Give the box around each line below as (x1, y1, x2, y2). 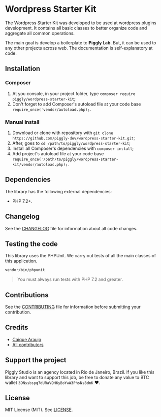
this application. (5, 258, 38, 264)
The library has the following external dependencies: (5, 188, 112, 194)
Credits (5, 323, 29, 332)
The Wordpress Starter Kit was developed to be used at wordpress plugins (5, 20, 157, 26)
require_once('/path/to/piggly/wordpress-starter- (12, 157, 119, 162)
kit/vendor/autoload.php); (12, 162, 68, 167)
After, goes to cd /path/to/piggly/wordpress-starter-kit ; (12, 140, 130, 146)
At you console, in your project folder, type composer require (12, 90, 135, 97)
